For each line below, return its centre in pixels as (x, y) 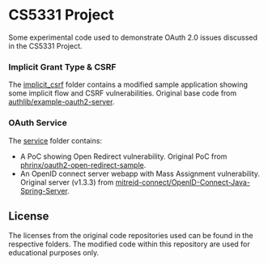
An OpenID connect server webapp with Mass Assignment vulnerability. (140, 173)
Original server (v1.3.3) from (67, 182)
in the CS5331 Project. (45, 45)
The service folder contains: (55, 140)
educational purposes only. (54, 253)
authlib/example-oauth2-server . (62, 102)
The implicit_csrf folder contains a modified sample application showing (128, 85)
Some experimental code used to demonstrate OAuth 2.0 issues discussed (133, 37)
